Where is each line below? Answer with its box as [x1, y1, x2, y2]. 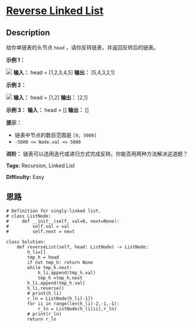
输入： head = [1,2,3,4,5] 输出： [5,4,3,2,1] [13, 69, 115, 76]
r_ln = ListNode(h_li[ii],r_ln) [37, 306, 117, 312]
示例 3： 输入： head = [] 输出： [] [6, 107, 89, 113]
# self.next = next [6, 228, 75, 234]
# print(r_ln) [27, 311, 62, 317]
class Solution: [6, 238, 46, 245]
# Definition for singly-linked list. [6, 208, 101, 214]
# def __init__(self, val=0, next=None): [6, 218, 119, 224]
